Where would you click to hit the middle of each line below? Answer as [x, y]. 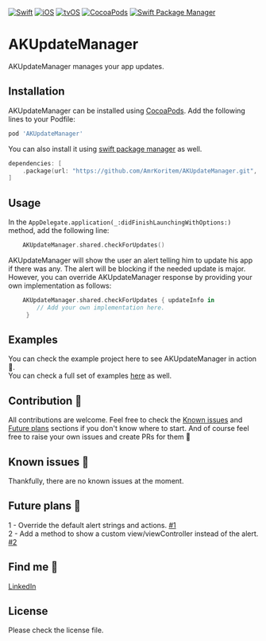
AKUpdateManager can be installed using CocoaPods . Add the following [127, 111]
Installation [37, 91]
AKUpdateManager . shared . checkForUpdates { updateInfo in [119, 300]
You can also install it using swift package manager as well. [105, 149]
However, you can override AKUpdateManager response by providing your [130, 277]
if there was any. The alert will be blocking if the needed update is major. [127, 268]
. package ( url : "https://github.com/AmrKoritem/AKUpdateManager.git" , [140, 171]
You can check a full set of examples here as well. [90, 376]
